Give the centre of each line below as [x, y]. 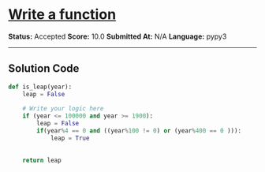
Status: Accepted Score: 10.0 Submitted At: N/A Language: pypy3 [118, 36]
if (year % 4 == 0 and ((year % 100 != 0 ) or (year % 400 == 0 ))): [139, 131]
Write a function [62, 15]
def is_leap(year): [40, 87]
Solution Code [44, 69]
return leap [42, 160]
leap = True [70, 138]
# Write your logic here [63, 109]
